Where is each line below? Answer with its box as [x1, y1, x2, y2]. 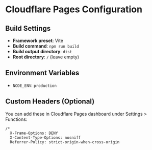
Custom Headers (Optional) [5, 97, 95, 106]
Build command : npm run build [12, 43, 79, 49]
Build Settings [5, 24, 51, 33]
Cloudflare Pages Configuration [5, 4, 143, 15]
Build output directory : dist [12, 49, 72, 54]
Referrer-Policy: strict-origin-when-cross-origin [10, 139, 120, 144]
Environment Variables [5, 69, 80, 77]
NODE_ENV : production [12, 82, 57, 88]
